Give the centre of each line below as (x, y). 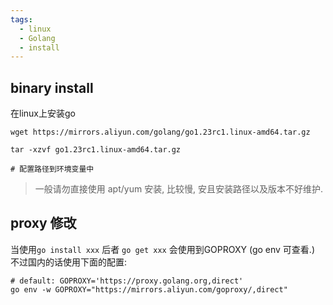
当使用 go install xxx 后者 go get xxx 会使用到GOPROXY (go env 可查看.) (162, 249)
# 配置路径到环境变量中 (52, 169)
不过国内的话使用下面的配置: (69, 262)
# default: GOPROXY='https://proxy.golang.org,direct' (127, 281)
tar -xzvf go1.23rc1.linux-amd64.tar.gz (96, 150)
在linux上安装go (43, 113)
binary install (52, 87)
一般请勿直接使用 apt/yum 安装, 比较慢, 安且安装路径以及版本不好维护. (179, 189)
